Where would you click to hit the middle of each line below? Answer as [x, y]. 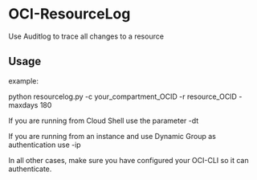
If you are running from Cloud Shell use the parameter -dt [104, 121]
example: [23, 80]
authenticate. [30, 169]
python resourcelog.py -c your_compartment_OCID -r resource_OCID [122, 96]
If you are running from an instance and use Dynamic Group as [112, 136]
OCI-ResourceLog [69, 14]
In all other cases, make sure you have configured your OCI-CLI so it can [128, 160]
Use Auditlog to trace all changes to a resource [86, 36]
